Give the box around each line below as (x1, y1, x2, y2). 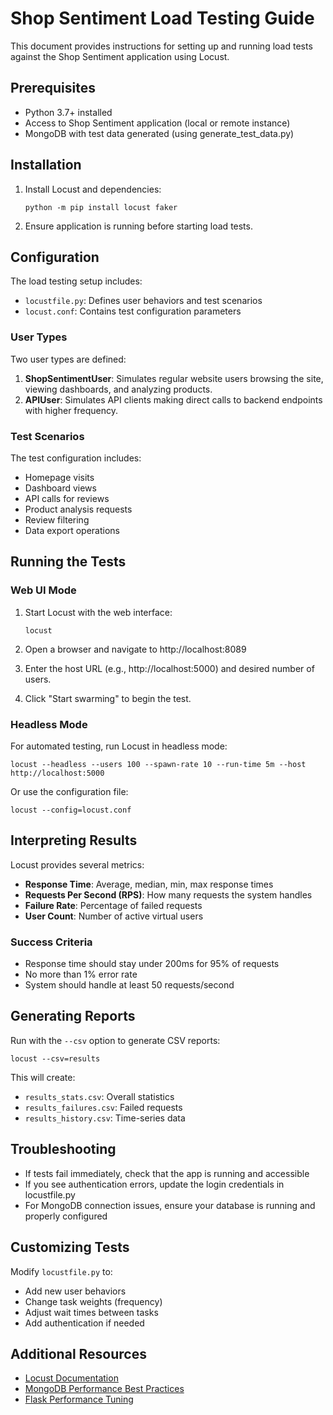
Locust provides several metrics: (10, 858, 145, 871)
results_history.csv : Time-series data (24, 1112, 186, 1124)
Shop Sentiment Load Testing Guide (10, 7, 315, 30)
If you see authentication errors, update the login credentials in (24, 1178, 285, 1190)
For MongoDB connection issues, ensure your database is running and (24, 1199, 316, 1211)
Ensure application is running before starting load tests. (24, 220, 253, 232)
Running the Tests (10, 553, 127, 571)
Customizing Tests (10, 1239, 130, 1256)
